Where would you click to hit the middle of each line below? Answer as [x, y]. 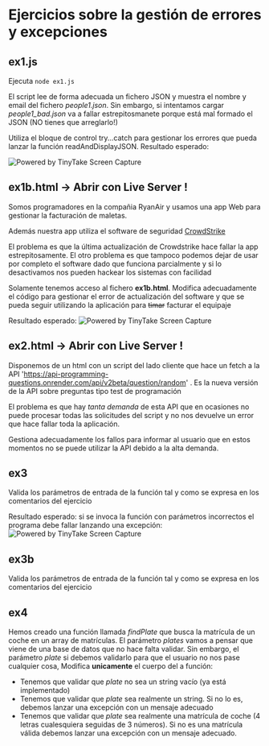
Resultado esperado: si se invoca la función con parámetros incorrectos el [131, 516]
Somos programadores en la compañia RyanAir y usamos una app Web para [134, 206]
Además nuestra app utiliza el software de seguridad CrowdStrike [117, 230]
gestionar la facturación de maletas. [68, 215]
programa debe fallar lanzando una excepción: [86, 525]
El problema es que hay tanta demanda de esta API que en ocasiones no [129, 406]
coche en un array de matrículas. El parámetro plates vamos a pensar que [130, 640]
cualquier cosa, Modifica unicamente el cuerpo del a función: [111, 666]
